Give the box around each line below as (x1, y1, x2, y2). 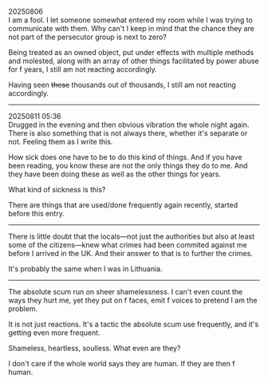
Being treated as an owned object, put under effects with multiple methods (8, 48, 254, 57)
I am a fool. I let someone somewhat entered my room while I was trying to (8, 15, 253, 25)
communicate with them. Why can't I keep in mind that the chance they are (8, 24, 255, 33)
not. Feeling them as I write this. (8, 137, 113, 146)
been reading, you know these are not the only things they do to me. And (8, 161, 248, 170)
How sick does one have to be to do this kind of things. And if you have (8, 152, 242, 162)
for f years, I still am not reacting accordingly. (8, 65, 157, 74)
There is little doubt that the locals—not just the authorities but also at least (8, 231, 255, 241)
